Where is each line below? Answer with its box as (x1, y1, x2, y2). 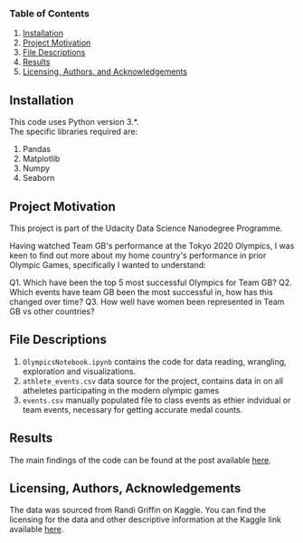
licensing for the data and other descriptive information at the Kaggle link (9, 514, 282, 525)
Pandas (22, 144, 52, 155)
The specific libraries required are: (9, 126, 138, 138)
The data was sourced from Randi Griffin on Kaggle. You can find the (9, 505, 267, 516)
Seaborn (22, 173, 55, 184)
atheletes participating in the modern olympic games (22, 385, 220, 395)
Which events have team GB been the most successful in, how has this (9, 286, 273, 297)
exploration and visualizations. (22, 366, 137, 376)
